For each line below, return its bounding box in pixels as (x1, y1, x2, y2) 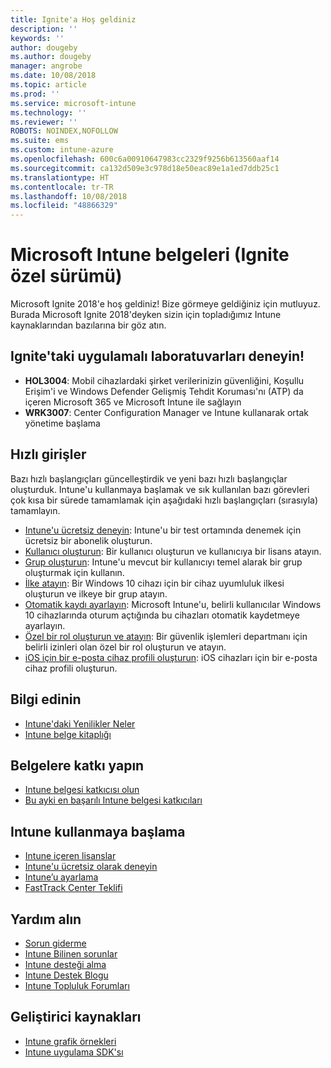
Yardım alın (10, 911, 82, 928)
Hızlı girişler (10, 446, 87, 463)
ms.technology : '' (10, 107, 87, 118)
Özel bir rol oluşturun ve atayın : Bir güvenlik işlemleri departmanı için (24, 630, 308, 642)
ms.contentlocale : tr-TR (10, 182, 114, 192)
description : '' (10, 24, 78, 34)
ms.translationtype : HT (10, 172, 110, 183)
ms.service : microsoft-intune (10, 98, 137, 108)
